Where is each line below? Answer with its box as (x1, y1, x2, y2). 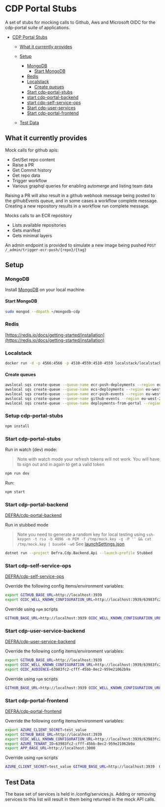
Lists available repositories (12, 222, 66, 228)
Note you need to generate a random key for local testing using (17, 531, 145, 537)
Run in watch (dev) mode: (5, 446, 57, 452)
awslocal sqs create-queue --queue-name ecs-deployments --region (5, 387, 144, 392)
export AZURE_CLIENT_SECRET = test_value (5, 727, 87, 732)
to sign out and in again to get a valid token (17, 461, 105, 467)
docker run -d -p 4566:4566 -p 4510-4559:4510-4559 (5, 361, 113, 366)
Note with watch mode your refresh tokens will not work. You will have (17, 456, 160, 462)
